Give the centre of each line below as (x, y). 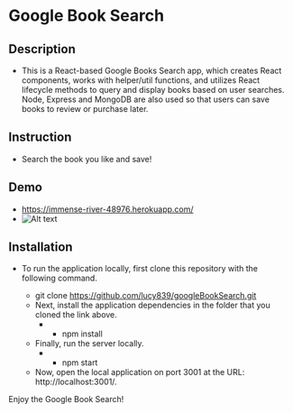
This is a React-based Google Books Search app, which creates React (151, 70)
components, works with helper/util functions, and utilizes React (141, 80)
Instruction (40, 138)
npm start (80, 363)
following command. (60, 278)
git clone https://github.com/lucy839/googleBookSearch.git (146, 296)
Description (42, 49)
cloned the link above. (76, 315)
